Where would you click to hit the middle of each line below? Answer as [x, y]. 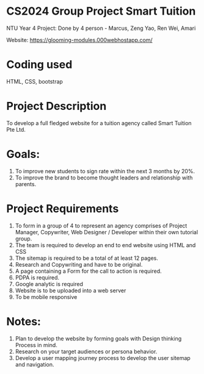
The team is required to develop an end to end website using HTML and [105, 245]
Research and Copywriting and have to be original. [79, 264]
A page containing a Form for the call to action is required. [88, 271]
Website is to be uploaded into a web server [71, 290]
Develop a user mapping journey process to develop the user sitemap [103, 358]
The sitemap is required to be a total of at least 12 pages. [87, 258]
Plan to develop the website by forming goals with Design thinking [98, 338]
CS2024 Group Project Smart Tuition [101, 11]
